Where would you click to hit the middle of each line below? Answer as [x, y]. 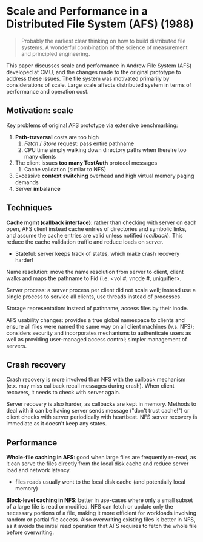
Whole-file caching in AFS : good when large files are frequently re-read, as [101, 458]
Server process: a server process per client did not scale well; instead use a [101, 290]
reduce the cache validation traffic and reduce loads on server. [85, 242]
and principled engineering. [55, 53]
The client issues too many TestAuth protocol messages [86, 163]
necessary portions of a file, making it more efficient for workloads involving [101, 513]
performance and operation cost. [48, 91]
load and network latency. [39, 470]
